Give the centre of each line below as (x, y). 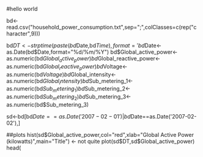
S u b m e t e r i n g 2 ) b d (64, 97)
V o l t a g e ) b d (57, 74)
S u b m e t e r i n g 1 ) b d (64, 89)
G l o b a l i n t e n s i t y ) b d (66, 82)
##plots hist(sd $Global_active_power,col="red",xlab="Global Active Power (100, 134)
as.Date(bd (20, 52)
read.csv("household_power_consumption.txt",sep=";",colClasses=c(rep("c (102, 27)
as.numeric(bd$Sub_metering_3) (48, 104)
